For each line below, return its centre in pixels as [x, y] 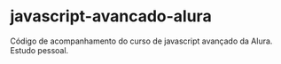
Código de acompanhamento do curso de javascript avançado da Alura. [141, 41]
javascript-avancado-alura [111, 16]
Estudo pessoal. [39, 50]
